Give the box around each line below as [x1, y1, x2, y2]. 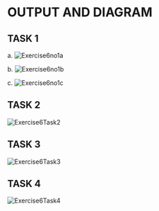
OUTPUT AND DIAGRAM [7, 4, 153, 21]
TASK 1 [7, 33, 39, 45]
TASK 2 [7, 99, 41, 111]
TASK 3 [7, 139, 41, 151]
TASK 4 [7, 178, 41, 190]
